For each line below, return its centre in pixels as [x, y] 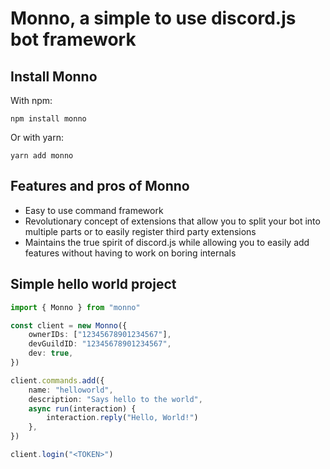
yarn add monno [42, 156]
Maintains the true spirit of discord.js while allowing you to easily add [167, 242]
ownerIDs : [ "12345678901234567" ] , [100, 335]
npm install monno [48, 119]
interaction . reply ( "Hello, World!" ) [122, 418]
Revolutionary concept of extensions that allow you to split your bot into [172, 221]
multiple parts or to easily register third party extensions [140, 231]
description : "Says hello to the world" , [115, 399]
